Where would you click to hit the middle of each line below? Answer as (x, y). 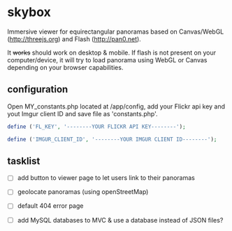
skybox (29, 12)
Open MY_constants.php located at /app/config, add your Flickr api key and (116, 106)
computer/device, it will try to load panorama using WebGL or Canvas (107, 59)
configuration (38, 89)
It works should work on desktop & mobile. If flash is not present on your (112, 52)
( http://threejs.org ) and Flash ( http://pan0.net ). (74, 38)
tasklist (24, 161)
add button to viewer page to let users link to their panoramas (106, 178)
